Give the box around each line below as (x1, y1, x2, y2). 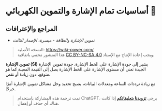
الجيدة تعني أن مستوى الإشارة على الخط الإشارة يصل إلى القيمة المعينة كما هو (5, 66, 146, 72)
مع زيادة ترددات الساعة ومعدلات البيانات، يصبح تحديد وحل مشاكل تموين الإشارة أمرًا (5, 81, 156, 86)
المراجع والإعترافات (5, 25, 58, 33)
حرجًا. (5, 86, 16, 92)
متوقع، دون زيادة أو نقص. (5, 71, 50, 77)
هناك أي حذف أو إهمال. (17, 100, 59, 106)
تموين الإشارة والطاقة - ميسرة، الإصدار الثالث (12, 37, 95, 43)
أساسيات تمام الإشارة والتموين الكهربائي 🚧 (5, 5, 156, 16)
